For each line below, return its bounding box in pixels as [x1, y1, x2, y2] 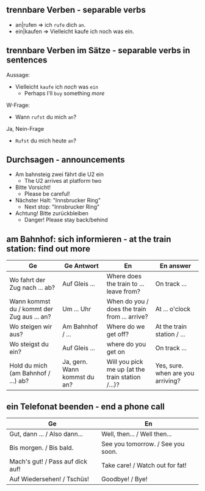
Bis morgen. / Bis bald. [9, 443, 74, 452]
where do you [106, 340, 146, 349]
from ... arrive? [106, 312, 148, 321]
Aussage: [6, 71, 31, 78]
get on [106, 348, 125, 356]
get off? [106, 330, 129, 339]
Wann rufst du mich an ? [15, 113, 77, 120]
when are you [155, 369, 195, 378]
